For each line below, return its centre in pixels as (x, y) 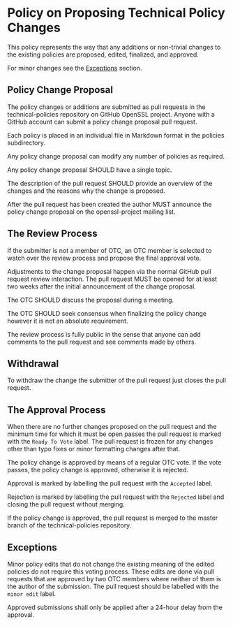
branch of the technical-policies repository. (69, 525)
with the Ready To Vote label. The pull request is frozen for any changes (110, 442)
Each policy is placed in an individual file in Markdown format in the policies (116, 135)
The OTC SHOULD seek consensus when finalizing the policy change (107, 313)
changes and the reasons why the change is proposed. (86, 191)
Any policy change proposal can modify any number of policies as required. (116, 156)
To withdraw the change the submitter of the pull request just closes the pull (117, 380)
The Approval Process (57, 410)
